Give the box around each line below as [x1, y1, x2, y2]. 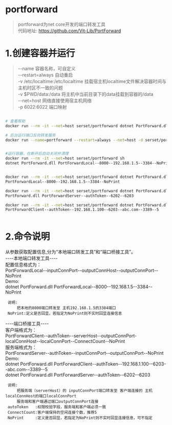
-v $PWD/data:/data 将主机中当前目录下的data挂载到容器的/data [17, 91, 154, 97]
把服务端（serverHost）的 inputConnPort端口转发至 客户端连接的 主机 [16, 388, 153, 393]
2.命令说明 [5, 231, 50, 242]
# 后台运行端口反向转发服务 [5, 132, 56, 138]
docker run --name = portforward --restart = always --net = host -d [5, 137, 143, 143]
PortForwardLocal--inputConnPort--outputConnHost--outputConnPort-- [5, 268, 159, 274]
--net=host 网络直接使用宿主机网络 [17, 97, 92, 104]
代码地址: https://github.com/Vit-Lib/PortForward [17, 27, 121, 34]
